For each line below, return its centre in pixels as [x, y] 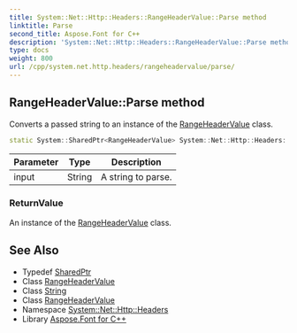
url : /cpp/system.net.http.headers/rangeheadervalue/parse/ [122, 67]
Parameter [36, 162]
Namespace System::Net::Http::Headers [95, 309]
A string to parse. [136, 176]
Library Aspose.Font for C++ [74, 319]
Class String [44, 290]
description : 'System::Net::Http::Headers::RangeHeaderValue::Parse [138, 42]
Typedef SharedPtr [57, 272]
